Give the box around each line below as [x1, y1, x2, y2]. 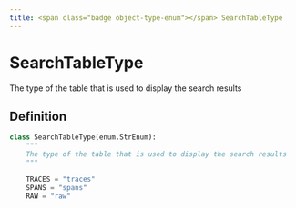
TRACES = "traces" [26, 174, 96, 183]
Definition [9, 108, 66, 124]
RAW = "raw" [26, 192, 71, 201]
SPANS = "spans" [26, 183, 88, 192]
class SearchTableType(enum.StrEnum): [9, 133, 157, 142]
